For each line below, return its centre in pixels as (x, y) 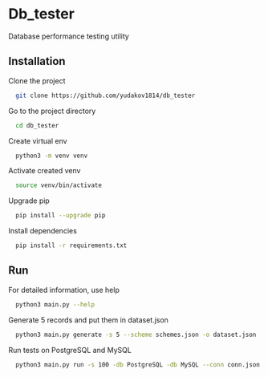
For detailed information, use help (64, 290)
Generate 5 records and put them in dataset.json (88, 320)
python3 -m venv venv (52, 156)
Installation (37, 61)
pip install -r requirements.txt (71, 245)
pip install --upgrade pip (61, 216)
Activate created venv (45, 171)
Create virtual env (38, 140)
